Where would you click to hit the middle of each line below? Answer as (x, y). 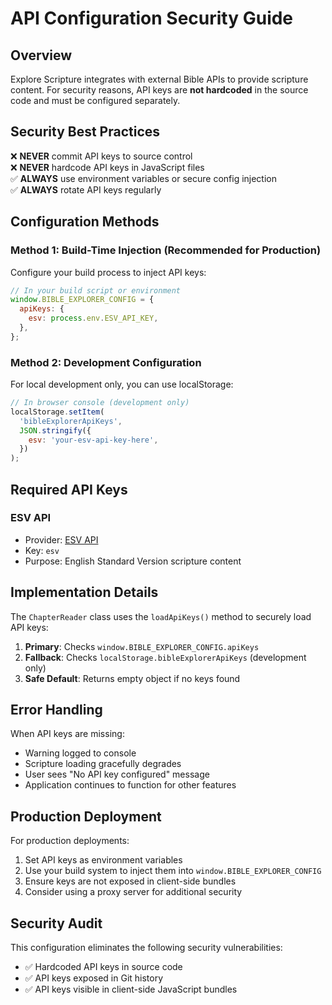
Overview (41, 55)
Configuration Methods (85, 222)
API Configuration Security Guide (152, 18)
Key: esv (42, 550)
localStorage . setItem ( (57, 412)
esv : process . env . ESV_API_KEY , (93, 318)
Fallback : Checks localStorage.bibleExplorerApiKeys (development (165, 657)
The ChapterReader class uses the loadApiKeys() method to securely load (161, 616)
